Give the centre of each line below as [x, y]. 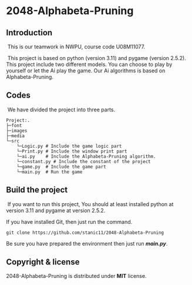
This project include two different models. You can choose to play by [89, 64]
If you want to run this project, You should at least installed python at [90, 204]
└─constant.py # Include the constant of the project [84, 161]
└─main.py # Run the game [50, 172]
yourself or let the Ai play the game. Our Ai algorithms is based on [86, 71]
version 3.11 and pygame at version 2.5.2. [56, 210]
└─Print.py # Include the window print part [72, 151]
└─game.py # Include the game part [62, 167]
